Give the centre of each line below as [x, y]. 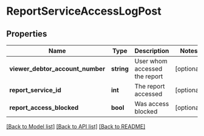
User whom [151, 61]
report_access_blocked [44, 108]
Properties [27, 34]
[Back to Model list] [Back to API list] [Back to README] [76, 127]
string [120, 69]
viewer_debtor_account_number [57, 69]
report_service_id [36, 90]
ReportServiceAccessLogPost [84, 11]
